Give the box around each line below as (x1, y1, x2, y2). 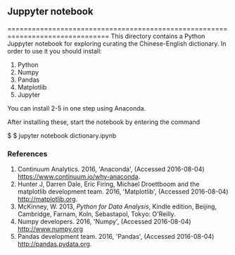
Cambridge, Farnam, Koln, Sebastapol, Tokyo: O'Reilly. (17, 210, 176, 218)
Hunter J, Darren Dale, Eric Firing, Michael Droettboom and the (17, 180, 200, 189)
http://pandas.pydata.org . (17, 240, 92, 249)
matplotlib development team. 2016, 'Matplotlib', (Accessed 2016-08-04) (17, 187, 229, 196)
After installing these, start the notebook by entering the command (7, 118, 201, 126)
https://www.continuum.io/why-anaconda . (17, 173, 141, 181)
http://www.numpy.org (17, 225, 83, 233)
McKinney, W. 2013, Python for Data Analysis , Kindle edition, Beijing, (17, 202, 217, 211)
